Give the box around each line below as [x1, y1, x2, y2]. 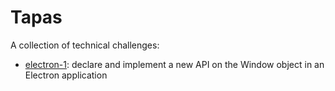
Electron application [24, 69, 108, 81]
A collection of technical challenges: [10, 39, 160, 51]
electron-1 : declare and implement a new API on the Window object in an [24, 58, 325, 70]
